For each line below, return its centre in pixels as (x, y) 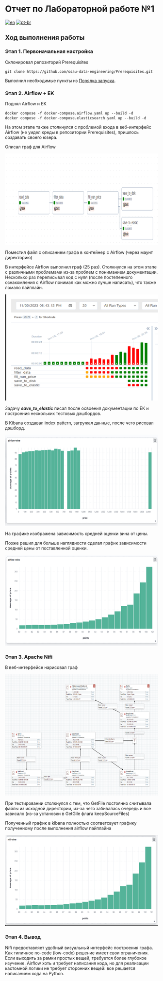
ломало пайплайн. (24, 287)
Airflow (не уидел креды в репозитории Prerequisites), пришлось (72, 132)
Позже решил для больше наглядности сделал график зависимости (76, 543)
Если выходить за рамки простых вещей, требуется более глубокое (76, 958)
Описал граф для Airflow (30, 147)
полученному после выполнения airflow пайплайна (58, 828)
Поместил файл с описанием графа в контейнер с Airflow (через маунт (79, 252)
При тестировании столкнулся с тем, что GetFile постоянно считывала (78, 803)
